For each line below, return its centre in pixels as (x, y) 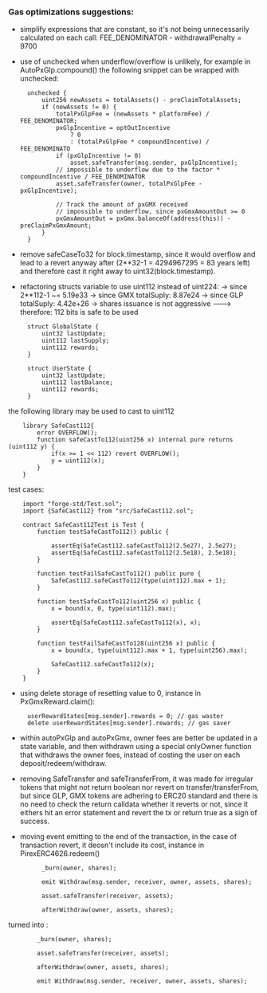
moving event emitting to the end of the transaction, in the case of (128, 837)
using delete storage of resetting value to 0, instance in (110, 693)
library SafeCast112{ (58, 426)
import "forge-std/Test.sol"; (73, 504)
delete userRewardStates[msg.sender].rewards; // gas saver (129, 724)
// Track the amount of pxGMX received (122, 205)
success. (35, 821)
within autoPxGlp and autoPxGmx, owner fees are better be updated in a (138, 738)
